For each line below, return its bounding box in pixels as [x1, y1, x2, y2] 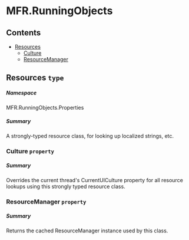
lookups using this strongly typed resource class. [6, 183, 125, 190]
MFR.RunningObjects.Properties [6, 104, 84, 111]
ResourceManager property [6, 198, 87, 206]
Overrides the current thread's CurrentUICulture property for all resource [6, 177, 184, 184]
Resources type [6, 73, 64, 83]
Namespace [6, 89, 37, 96]
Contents [6, 28, 41, 38]
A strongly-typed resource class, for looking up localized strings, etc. [6, 133, 174, 140]
